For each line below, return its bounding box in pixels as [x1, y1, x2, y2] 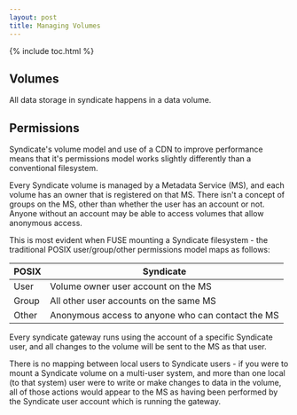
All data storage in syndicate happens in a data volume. [9, 95, 212, 106]
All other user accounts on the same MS [50, 294, 217, 307]
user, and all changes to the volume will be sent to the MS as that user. [9, 341, 268, 352]
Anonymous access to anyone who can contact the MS [50, 309, 279, 322]
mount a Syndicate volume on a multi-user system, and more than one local [9, 368, 285, 379]
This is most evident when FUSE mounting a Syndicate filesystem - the [9, 235, 269, 246]
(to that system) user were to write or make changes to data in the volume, [9, 378, 282, 388]
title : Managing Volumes [9, 21, 101, 30]
